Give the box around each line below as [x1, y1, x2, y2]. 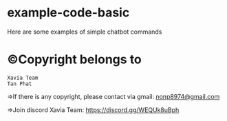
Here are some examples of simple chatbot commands [7, 27, 162, 36]
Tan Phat [7, 80, 32, 87]
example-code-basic [7, 5, 130, 21]
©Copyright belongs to [7, 52, 142, 67]
